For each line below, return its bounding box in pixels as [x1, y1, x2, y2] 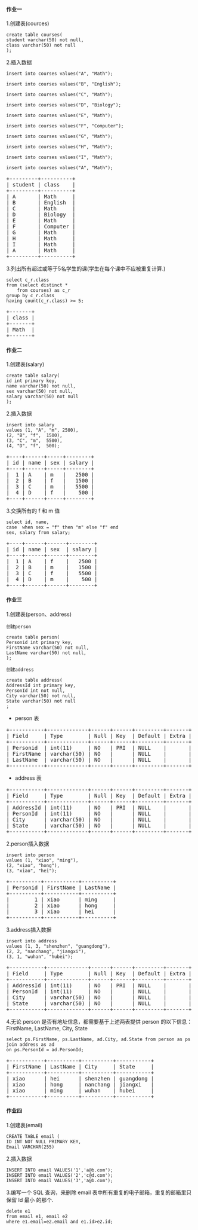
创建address [6, 667, 34, 673]
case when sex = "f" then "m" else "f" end [6, 524, 119, 530]
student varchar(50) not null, [6, 37, 84, 43]
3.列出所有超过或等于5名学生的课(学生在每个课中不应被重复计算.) [6, 265, 166, 272]
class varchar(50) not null [6, 42, 76, 48]
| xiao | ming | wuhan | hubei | [6, 1087, 154, 1094]
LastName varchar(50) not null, [6, 649, 86, 656]
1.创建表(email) [6, 1121, 43, 1128]
